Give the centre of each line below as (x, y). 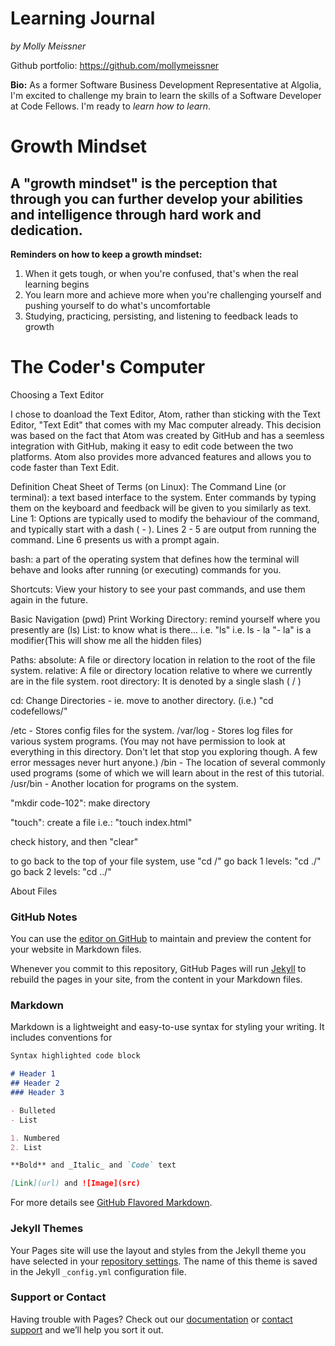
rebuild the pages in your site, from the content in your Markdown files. (156, 979)
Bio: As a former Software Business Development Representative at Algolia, (166, 84)
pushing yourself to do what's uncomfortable (117, 305)
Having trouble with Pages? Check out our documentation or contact (151, 1319)
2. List (26, 1147)
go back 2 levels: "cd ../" (61, 871)
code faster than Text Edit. (65, 467)
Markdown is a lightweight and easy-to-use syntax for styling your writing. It (167, 1027)
